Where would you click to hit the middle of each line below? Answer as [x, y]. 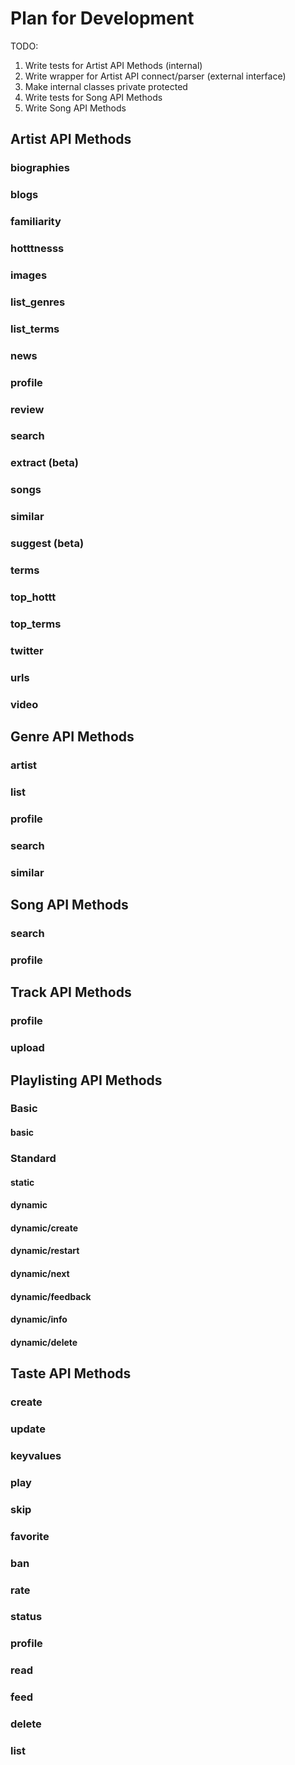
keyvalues [36, 1455]
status [26, 1617]
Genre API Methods [72, 737]
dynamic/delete [44, 1342]
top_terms [36, 624]
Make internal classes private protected [106, 86]
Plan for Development [102, 18]
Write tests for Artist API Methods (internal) [113, 65]
